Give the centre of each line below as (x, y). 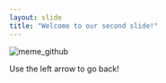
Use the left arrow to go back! (64, 69)
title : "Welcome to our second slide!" (84, 26)
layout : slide (36, 17)
